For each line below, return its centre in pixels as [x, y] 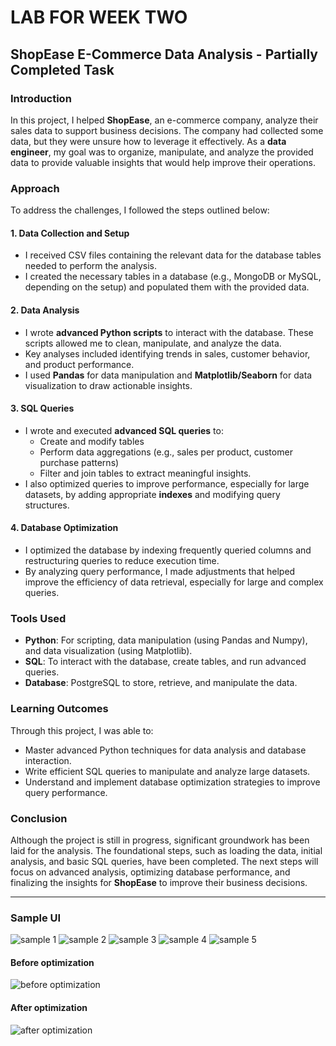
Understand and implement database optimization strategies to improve [172, 782]
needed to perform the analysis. [90, 266]
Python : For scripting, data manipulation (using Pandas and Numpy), [166, 640]
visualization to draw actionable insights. [108, 385]
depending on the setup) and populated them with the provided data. [167, 287]
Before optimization [52, 962]
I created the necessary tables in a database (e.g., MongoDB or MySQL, [173, 277]
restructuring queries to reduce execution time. [122, 560]
